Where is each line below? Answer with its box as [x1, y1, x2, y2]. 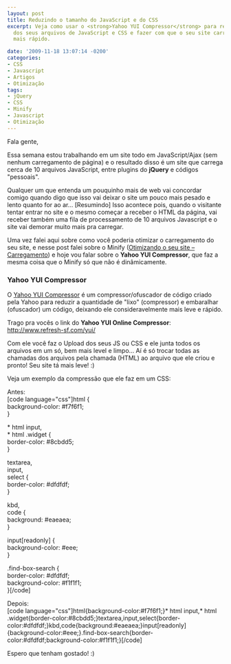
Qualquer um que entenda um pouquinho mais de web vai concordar [7, 186, 202, 194]
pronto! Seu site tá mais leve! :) [7, 361, 95, 369]
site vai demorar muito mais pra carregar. [7, 222, 124, 231]
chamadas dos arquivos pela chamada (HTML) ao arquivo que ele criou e [7, 354, 215, 362]
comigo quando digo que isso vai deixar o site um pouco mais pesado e [7, 193, 211, 202]
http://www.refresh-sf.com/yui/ [7, 325, 96, 334]
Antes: [7, 387, 25, 396]
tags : [7, 87, 23, 94]
